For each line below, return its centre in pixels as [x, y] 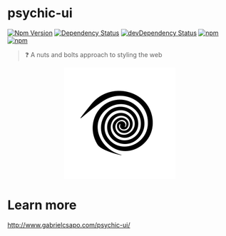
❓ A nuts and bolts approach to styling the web [93, 54]
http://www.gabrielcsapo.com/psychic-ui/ [69, 225]
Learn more [42, 205]
